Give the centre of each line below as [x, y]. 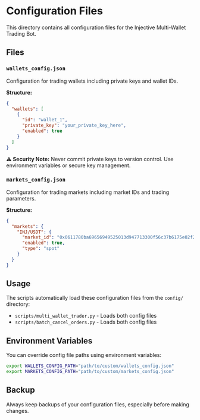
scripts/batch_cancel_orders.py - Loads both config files [86, 322]
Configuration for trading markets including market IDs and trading [88, 192]
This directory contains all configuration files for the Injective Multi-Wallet [96, 27]
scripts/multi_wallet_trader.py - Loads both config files [86, 316]
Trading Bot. [21, 33]
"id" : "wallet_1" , [45, 120]
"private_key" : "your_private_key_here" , [74, 126]
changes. [18, 410]
